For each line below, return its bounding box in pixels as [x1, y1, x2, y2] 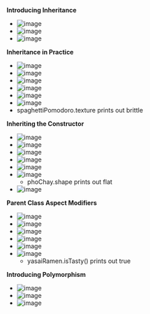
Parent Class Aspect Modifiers [6, 199, 97, 207]
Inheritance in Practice [6, 48, 74, 56]
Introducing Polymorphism [6, 271, 87, 278]
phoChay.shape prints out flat [27, 178, 113, 186]
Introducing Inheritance [6, 6, 77, 14]
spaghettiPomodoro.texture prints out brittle [16, 106, 144, 114]
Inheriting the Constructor [6, 120, 84, 128]
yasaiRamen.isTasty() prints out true [27, 257, 131, 265]
